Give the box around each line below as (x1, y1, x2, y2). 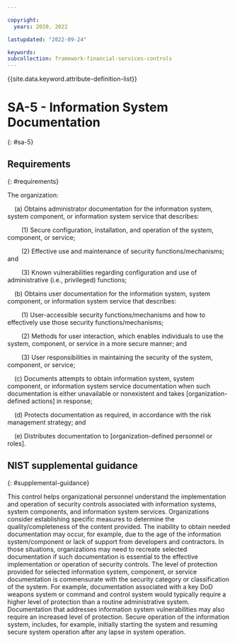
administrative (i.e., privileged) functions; (7, 275, 127, 284)
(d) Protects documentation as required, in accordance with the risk (13, 410, 212, 419)
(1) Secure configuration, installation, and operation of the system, (21, 226, 214, 234)
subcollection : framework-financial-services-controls (7, 55, 173, 62)
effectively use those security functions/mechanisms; (7, 318, 164, 326)
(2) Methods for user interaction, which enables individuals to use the (21, 332, 224, 340)
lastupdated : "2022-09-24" (7, 36, 87, 43)
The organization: (7, 190, 59, 199)
